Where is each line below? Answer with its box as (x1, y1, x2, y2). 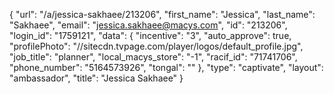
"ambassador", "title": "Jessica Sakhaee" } (9, 72, 184, 84)
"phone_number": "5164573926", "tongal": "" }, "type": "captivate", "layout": (9, 62, 324, 73)
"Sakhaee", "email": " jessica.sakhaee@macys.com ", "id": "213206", (9, 19, 288, 31)
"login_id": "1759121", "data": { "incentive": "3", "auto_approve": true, (9, 30, 292, 41)
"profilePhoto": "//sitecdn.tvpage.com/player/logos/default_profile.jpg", (9, 40, 304, 52)
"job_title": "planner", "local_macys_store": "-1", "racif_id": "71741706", (9, 51, 298, 63)
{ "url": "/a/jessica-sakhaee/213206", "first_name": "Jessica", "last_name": (9, 9, 316, 20)
